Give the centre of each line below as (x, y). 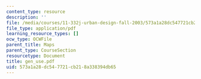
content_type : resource (36, 12)
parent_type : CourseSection (41, 50)
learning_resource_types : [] (42, 34)
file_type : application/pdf (41, 28)
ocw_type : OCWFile (29, 39)
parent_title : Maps (31, 45)
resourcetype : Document (36, 56)
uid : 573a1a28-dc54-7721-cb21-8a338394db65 (61, 67)
